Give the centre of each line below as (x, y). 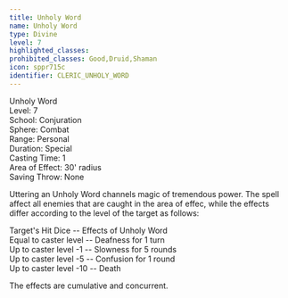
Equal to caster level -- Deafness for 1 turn (87, 240)
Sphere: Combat (39, 129)
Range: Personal (39, 138)
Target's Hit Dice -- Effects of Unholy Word (88, 230)
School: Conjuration (45, 120)
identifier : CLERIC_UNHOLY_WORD (69, 76)
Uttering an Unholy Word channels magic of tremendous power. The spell (144, 194)
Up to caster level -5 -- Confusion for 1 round (92, 259)
